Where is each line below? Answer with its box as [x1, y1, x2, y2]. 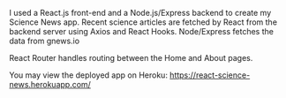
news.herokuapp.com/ [9, 79, 91, 89]
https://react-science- [169, 70, 251, 80]
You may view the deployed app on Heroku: [9, 70, 168, 80]
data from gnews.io [9, 35, 80, 46]
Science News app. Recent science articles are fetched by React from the [9, 17, 278, 27]
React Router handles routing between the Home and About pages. [9, 53, 253, 63]
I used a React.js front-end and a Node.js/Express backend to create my [9, 8, 272, 18]
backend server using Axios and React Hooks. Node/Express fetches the [9, 26, 274, 36]
